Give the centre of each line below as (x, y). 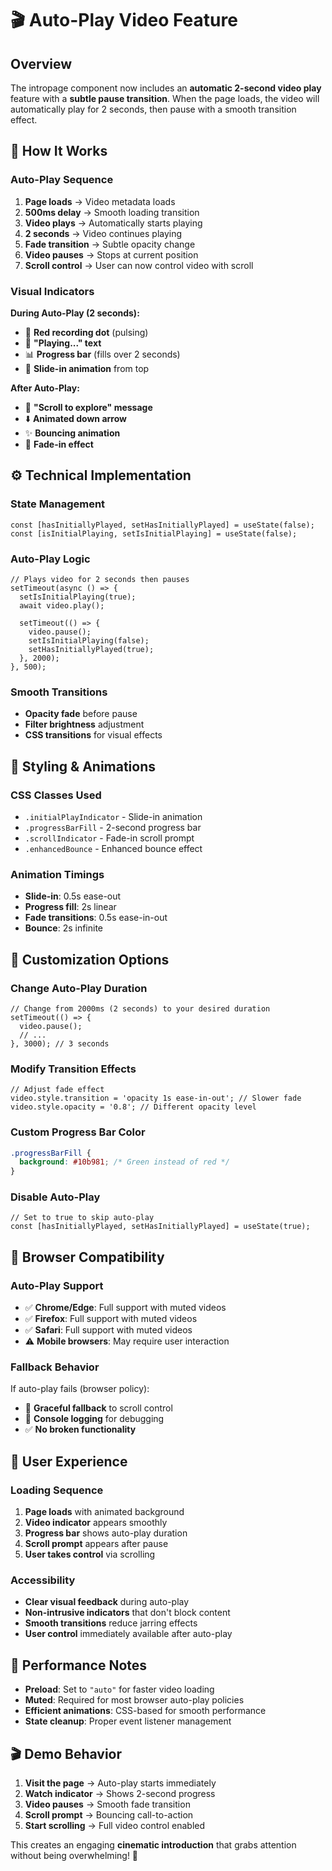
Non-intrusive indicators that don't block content (127, 1613)
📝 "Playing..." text (63, 343)
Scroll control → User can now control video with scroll (139, 265)
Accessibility (43, 1580)
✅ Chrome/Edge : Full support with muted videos (125, 1308)
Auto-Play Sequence (62, 180)
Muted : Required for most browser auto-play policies (134, 1700)
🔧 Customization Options (90, 959)
